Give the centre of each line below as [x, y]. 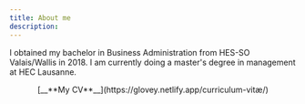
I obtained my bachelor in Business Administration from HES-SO [130, 52]
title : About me [40, 18]
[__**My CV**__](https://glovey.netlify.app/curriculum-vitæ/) [153, 89]
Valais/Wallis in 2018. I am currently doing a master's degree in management [152, 62]
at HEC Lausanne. [43, 72]
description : [34, 26]
